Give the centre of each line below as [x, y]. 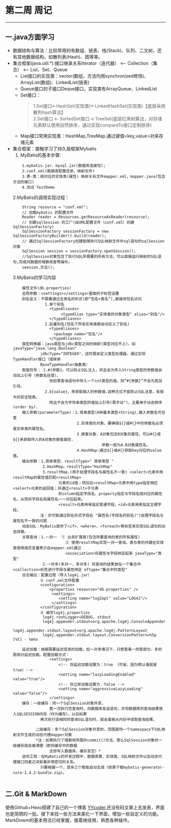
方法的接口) [23, 182]
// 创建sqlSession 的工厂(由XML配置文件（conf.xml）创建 [78, 222]
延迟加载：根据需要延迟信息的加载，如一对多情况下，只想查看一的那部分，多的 [92, 649]
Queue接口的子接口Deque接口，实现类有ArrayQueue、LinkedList [89, 89]
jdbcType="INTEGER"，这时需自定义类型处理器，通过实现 [93, 354]
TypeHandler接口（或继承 [37, 359]
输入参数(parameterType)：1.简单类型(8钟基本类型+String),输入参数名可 [92, 412]
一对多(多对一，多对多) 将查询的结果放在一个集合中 [94, 564]
